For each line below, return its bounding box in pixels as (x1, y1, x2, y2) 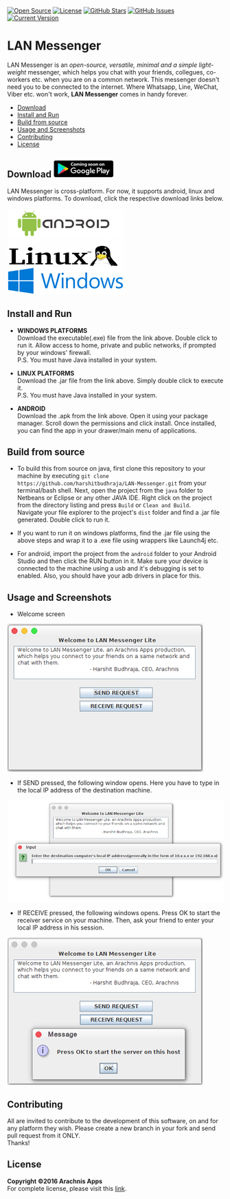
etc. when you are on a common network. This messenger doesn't (32, 75, 220, 83)
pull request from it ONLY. (7, 1131, 81, 1140)
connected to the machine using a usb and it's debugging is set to (16, 564, 205, 573)
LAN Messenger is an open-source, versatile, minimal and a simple (7, 61, 198, 69)
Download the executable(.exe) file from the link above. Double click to (16, 334, 218, 342)
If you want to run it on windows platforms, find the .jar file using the (16, 529, 211, 537)
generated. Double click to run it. (16, 515, 111, 524)
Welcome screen (16, 610, 65, 618)
